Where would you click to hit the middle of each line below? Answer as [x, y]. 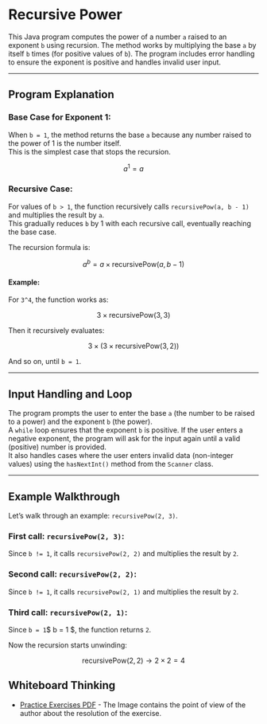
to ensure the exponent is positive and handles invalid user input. [114, 62]
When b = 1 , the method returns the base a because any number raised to [130, 135]
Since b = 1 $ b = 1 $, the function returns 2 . [80, 629]
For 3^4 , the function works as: [58, 299]
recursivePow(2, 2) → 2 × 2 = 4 [133, 660]
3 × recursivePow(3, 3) [133, 315]
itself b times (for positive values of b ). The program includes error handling [132, 53]
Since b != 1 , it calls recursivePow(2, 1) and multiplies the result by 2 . [124, 592]
